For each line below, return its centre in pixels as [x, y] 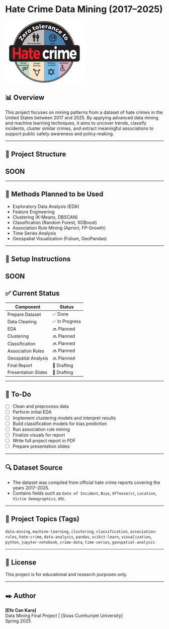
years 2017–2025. [31, 487]
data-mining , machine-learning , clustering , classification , [67, 531]
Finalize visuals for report [39, 435]
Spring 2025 [18, 621]
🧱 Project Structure [36, 154]
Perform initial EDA [32, 412]
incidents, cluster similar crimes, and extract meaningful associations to [79, 128]
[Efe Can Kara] [21, 610]
